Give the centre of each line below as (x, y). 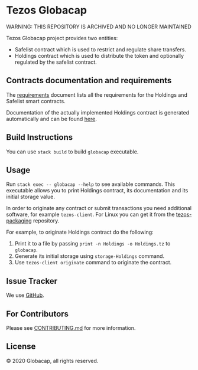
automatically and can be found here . (52, 119)
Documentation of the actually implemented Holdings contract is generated (98, 112)
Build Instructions (40, 137)
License (21, 347)
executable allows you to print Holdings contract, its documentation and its (97, 191)
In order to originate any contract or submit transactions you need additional (99, 208)
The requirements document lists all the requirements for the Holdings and (97, 94)
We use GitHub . (25, 295)
